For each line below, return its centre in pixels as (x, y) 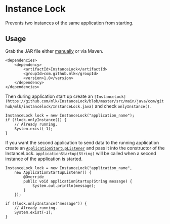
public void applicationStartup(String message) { (78, 181)
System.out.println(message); (64, 185)
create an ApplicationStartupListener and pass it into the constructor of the (85, 148)
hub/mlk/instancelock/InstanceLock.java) (50, 106)
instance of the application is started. (44, 159)
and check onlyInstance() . (123, 106)
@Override (34, 177)
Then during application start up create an (49, 96)
